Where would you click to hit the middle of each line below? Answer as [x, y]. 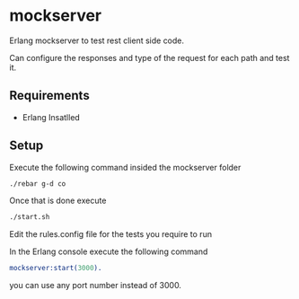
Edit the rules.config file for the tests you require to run [111, 234]
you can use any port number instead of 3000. [96, 286]
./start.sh [30, 217]
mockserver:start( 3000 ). [56, 268]
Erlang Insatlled [51, 117]
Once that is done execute [58, 201]
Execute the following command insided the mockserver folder [125, 167]
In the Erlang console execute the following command [109, 251]
